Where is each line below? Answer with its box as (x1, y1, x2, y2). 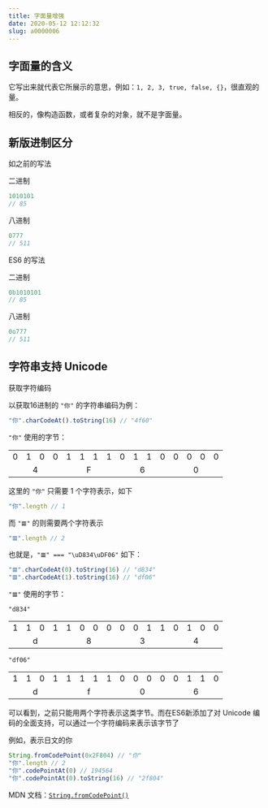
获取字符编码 (8, 382, 51, 392)
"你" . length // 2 (8, 759, 67, 767)
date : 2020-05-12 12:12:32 (8, 19, 100, 28)
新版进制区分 (8, 136, 73, 149)
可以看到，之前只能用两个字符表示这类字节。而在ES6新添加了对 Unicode (8, 708, 252, 718)
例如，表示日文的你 (8, 736, 73, 745)
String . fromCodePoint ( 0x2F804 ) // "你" (8, 752, 142, 760)
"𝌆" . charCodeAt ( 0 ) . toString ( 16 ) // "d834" (8, 566, 156, 574)
